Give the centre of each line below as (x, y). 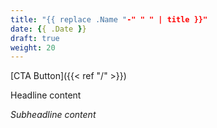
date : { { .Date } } (48, 29)
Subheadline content (53, 115)
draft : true (35, 38)
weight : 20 (33, 47)
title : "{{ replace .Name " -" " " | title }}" (109, 19)
